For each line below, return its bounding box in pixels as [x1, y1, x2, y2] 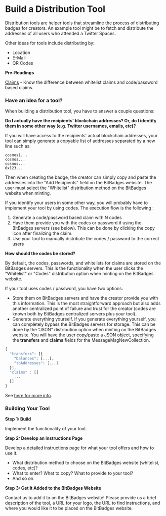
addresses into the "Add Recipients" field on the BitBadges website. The [5, 180, 152, 186]
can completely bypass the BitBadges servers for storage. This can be [12, 321, 156, 327]
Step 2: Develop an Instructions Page [5, 435, 83, 441]
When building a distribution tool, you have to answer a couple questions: [5, 108, 155, 114]
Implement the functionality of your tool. [5, 426, 87, 432]
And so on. [12, 475, 35, 481]
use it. [5, 450, 18, 456]
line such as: [5, 143, 31, 149]
